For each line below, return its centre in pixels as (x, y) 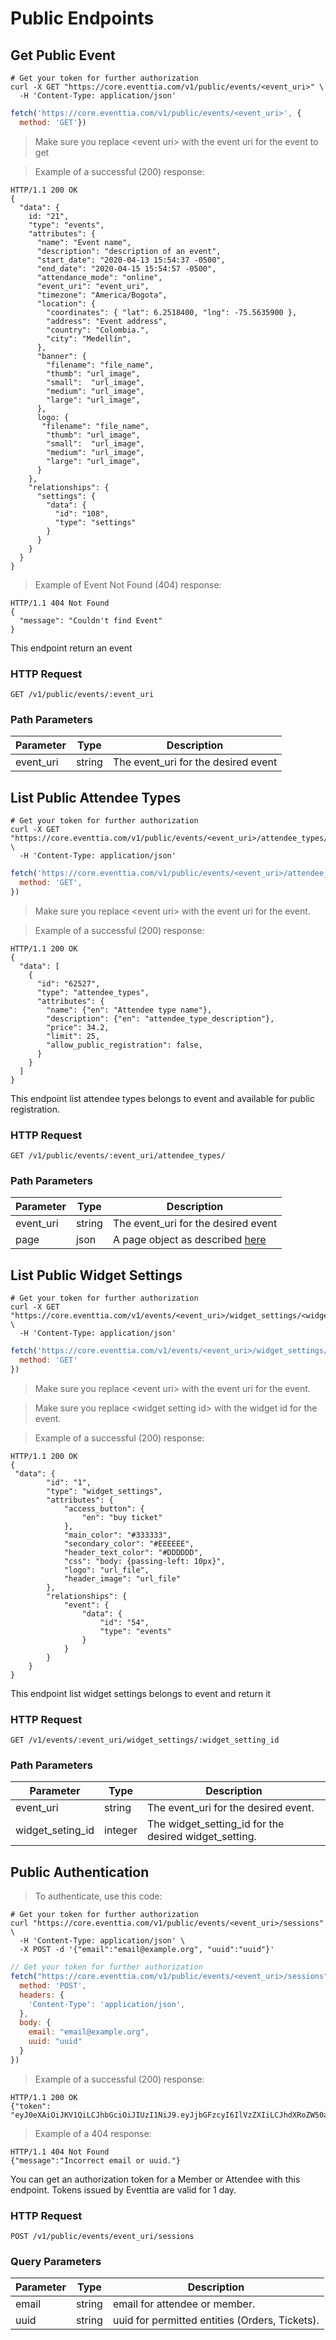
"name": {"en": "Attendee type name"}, (129, 1010)
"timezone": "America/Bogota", (102, 295)
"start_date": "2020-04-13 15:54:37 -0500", (131, 260)
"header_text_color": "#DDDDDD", (133, 1552)
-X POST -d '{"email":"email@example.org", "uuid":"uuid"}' (147, 1950)
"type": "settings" (95, 522)
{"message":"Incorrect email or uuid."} (96, 2160)
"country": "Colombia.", (98, 330)
